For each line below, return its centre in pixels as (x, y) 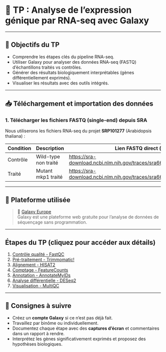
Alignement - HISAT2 (34, 265)
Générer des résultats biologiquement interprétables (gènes (73, 72)
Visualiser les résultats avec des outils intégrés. (61, 83)
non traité (47, 163)
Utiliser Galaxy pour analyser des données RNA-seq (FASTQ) (74, 62)
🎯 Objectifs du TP (32, 45)
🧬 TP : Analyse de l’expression (68, 10)
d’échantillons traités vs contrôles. (47, 67)
